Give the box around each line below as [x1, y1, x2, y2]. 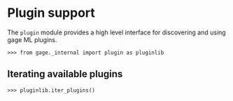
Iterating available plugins [7, 68, 123, 80]
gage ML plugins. [7, 35, 57, 43]
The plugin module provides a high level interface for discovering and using [7, 28, 226, 36]
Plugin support [7, 5, 96, 21]
